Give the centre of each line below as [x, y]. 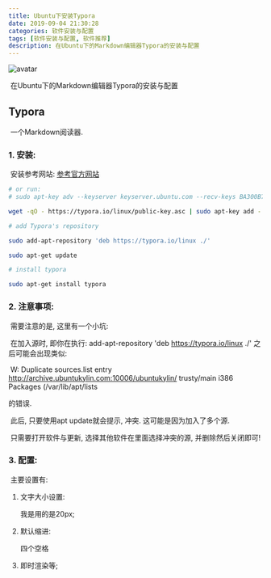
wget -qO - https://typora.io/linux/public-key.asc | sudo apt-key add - [135, 211]
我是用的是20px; [47, 513]
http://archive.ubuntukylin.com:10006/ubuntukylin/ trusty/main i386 [121, 378]
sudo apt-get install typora [57, 285]
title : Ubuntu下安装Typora [52, 16]
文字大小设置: [42, 496]
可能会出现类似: [41, 353]
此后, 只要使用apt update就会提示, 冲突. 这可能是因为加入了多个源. [120, 420]
